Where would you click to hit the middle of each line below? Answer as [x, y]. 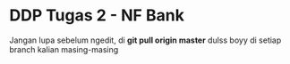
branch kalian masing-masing [64, 49]
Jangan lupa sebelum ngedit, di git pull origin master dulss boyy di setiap [145, 40]
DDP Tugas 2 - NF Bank [97, 16]
